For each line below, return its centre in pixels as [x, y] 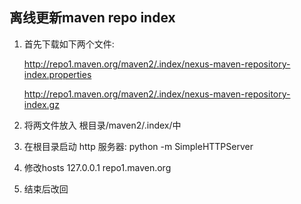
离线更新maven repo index [92, 18]
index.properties [57, 74]
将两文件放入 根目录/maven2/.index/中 [102, 125]
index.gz [41, 104]
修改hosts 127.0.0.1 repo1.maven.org [97, 167]
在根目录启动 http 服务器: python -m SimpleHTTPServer [138, 146]
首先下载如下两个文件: [69, 44]
